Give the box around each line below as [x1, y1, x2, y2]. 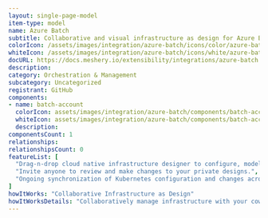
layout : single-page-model [8, 11, 98, 20]
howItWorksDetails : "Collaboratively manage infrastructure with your [8, 197, 248, 205]
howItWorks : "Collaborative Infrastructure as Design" [8, 189, 195, 198]
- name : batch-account [8, 101, 84, 109]
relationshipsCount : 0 [8, 145, 84, 153]
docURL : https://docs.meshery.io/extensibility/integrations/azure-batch [8, 57, 259, 65]
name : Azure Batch [8, 26, 69, 34]
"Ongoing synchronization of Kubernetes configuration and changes [15, 175, 245, 184]
